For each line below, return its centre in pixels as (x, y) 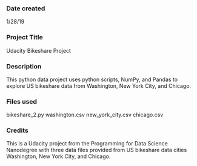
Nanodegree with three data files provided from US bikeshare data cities (97, 150)
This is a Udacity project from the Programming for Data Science (87, 144)
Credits (17, 130)
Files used (22, 101)
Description (24, 66)
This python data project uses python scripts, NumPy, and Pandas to (92, 79)
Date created (26, 8)
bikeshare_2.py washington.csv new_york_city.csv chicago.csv (85, 115)
